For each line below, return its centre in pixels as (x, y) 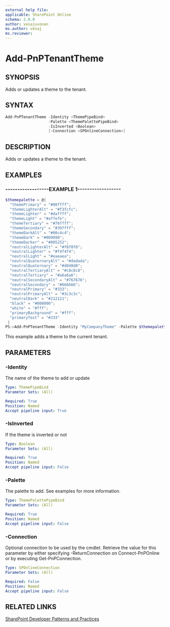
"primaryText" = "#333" (35, 318)
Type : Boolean (20, 444)
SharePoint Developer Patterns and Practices (52, 619)
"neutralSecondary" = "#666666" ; (45, 285)
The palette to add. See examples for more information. (63, 491)
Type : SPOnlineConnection (32, 568)
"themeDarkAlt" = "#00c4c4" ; (40, 233)
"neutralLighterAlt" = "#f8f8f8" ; (46, 247)
